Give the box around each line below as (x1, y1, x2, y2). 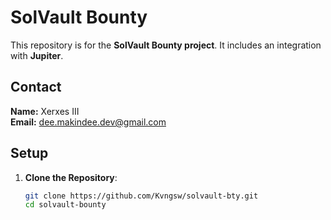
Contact (10, 79, 62, 96)
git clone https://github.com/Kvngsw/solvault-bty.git (24, 191, 259, 201)
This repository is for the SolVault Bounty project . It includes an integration (10, 39, 322, 51)
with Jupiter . (10, 49, 64, 61)
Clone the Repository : (24, 171, 118, 183)
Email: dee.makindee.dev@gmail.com (10, 116, 167, 128)
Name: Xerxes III (10, 105, 80, 117)
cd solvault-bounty (24, 200, 107, 210)
